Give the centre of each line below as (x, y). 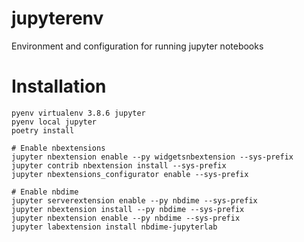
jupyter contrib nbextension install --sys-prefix (119, 165)
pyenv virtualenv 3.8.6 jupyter (78, 113)
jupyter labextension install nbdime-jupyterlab (114, 227)
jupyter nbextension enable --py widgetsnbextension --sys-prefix (152, 157)
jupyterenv (57, 18)
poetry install (43, 130)
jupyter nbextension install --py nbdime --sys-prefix (128, 209)
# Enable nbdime (45, 192)
